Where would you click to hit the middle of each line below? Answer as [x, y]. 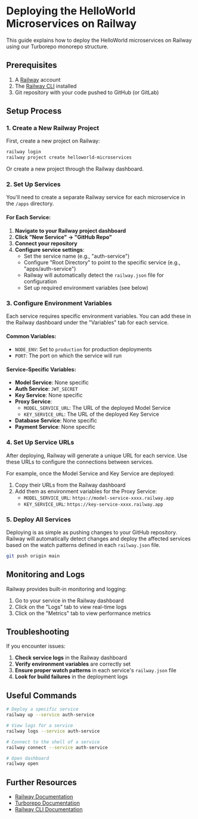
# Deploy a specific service [42, 709]
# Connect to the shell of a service [53, 742]
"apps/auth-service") [50, 268]
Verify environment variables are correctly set [73, 664]
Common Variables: [31, 336]
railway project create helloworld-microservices [69, 157]
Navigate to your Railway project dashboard [70, 230]
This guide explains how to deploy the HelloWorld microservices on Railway [99, 40]
